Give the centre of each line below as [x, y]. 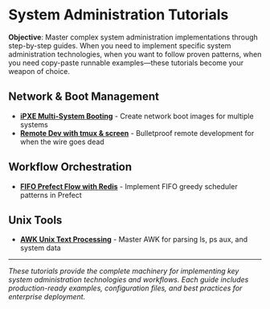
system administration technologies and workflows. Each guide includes [129, 280]
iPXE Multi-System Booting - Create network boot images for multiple [137, 116]
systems [34, 124]
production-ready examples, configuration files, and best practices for [125, 288]
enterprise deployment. [47, 297]
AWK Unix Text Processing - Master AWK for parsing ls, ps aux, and [133, 240]
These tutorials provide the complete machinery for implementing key [124, 271]
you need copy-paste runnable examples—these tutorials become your [126, 63]
